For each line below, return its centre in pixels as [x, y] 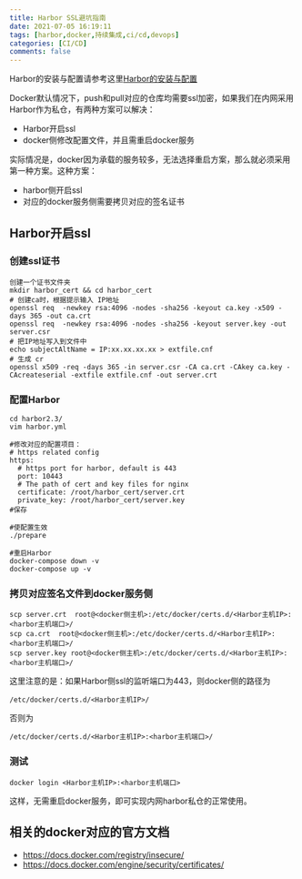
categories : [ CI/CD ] [49, 43]
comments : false [40, 52]
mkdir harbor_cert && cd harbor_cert [81, 290]
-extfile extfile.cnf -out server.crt [144, 375]
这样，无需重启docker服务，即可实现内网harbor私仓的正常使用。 [131, 801]
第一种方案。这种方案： [53, 171]
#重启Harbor [30, 553]
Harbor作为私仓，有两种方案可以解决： [82, 109]
